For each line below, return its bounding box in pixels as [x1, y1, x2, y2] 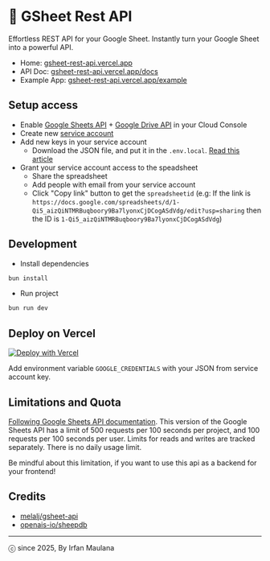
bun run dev [8, 304, 48, 312]
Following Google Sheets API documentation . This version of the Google [8, 416, 247, 426]
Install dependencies [19, 258, 90, 268]
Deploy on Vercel [8, 326, 96, 340]
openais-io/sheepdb [19, 519, 88, 530]
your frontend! [8, 466, 56, 476]
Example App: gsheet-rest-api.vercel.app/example [19, 75, 187, 85]
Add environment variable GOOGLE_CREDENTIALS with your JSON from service [8, 364, 259, 373]
